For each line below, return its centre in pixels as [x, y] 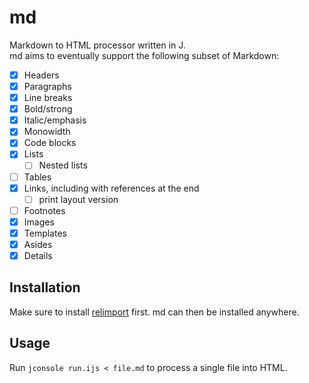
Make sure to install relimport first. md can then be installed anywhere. [154, 312]
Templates [45, 233]
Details [38, 255]
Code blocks [50, 143]
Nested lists [63, 165]
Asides [38, 244]
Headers [41, 75]
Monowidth [47, 132]
